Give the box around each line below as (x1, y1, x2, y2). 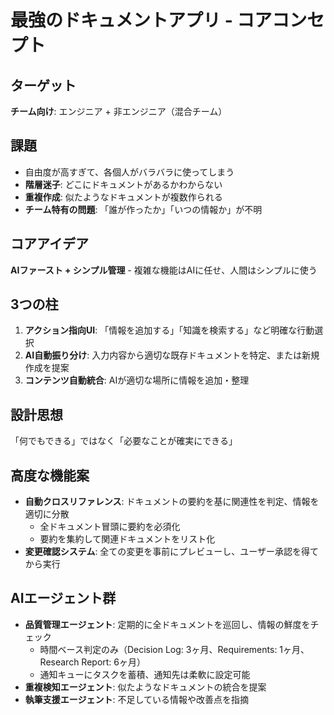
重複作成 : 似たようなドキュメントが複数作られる (24, 191, 223, 203)
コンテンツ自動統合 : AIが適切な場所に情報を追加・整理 (24, 374, 250, 386)
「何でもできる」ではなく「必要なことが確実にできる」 (10, 435, 238, 447)
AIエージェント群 (10, 590, 117, 607)
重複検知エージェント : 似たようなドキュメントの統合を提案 (24, 681, 267, 693)
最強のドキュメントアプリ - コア (10, 9, 273, 32)
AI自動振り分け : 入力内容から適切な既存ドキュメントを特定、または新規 (24, 349, 320, 361)
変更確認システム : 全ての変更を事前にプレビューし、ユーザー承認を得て (24, 546, 320, 558)
